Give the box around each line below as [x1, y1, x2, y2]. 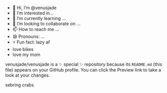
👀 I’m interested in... [12, 10, 54, 16]
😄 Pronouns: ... [12, 33, 45, 39]
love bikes [12, 46, 34, 52]
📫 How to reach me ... [12, 26, 59, 32]
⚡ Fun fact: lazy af [12, 39, 50, 45]
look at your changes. [5, 72, 50, 78]
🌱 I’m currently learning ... [12, 15, 66, 21]
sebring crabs [5, 82, 34, 87]
